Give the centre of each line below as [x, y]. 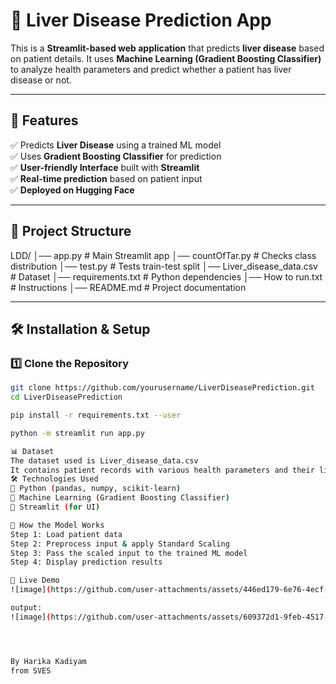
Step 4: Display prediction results [86, 562]
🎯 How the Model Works [57, 525]
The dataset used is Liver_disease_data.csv [104, 460]
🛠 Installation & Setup [80, 329]
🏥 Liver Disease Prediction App [141, 20]
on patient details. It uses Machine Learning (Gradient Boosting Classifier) [166, 58]
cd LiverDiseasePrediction [66, 397]
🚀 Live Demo [35, 580]
